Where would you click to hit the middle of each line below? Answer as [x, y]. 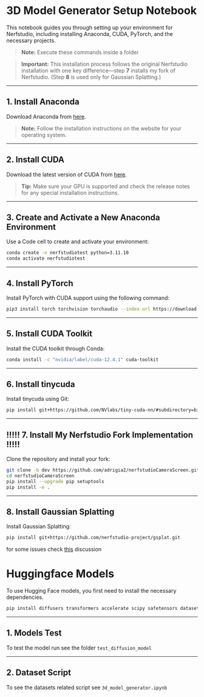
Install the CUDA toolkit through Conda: [56, 348]
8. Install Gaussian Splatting [60, 511]
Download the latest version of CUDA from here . [67, 174]
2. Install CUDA [36, 160]
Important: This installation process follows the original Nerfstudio [104, 64]
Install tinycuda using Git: [38, 399]
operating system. [44, 135]
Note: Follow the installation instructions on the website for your [101, 128]
